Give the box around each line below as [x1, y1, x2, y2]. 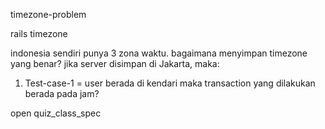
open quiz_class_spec [10, 107, 102, 119]
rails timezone [10, 28, 68, 39]
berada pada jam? [24, 88, 100, 99]
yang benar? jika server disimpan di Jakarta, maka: [10, 58, 220, 69]
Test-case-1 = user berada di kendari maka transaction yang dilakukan [24, 77, 316, 89]
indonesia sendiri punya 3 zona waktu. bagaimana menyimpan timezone [10, 47, 308, 59]
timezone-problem [10, 9, 87, 20]
